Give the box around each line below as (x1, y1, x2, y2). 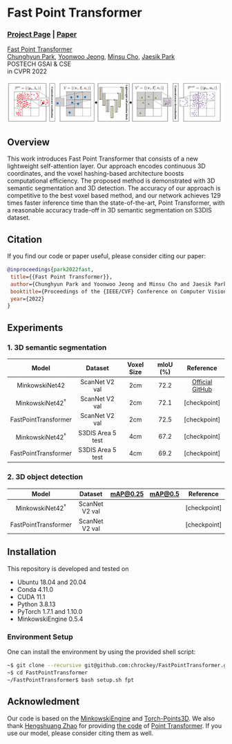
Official (192, 377, 213, 385)
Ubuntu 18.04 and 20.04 (17, 578, 86, 586)
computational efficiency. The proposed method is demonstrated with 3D (7, 176, 215, 185)
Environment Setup (7, 632, 74, 642)
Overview (7, 136, 50, 148)
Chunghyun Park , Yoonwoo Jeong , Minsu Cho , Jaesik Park (7, 53, 175, 61)
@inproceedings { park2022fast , (7, 266, 95, 273)
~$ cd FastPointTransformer (7, 669, 88, 676)
